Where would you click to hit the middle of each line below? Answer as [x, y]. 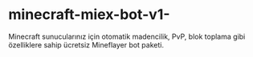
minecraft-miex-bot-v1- [89, 15]
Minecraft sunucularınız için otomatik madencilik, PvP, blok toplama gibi [127, 36]
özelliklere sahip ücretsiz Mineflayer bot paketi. [86, 44]
